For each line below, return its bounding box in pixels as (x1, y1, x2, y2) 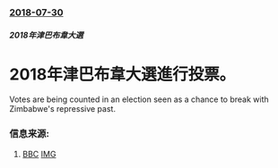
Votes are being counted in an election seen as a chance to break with (9, 94, 269, 105)
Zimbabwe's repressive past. (9, 104, 117, 114)
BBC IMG (22, 148, 56, 159)
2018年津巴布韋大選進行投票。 (9, 64, 236, 84)
